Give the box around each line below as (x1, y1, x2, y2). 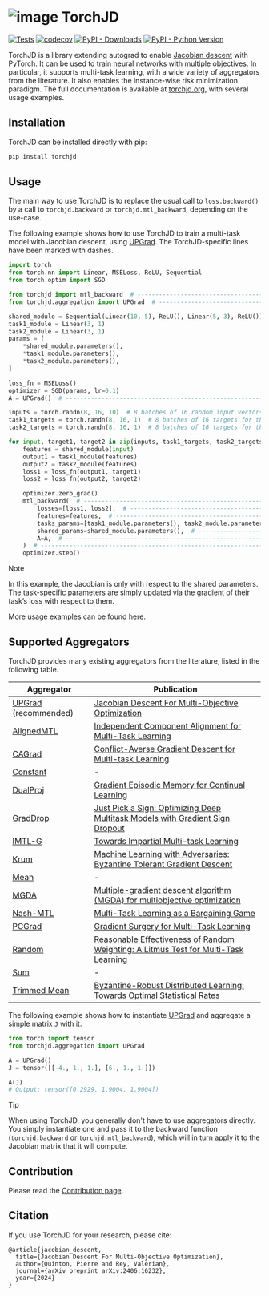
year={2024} (15, 1274, 56, 1282)
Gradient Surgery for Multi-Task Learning (94, 921, 251, 931)
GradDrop (12, 813, 50, 823)
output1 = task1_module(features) (22, 453, 138, 461)
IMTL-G (12, 836, 42, 846)
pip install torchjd (8, 152, 78, 160)
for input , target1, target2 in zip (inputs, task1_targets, (8, 438, 214, 446)
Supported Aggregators (8, 635, 130, 648)
